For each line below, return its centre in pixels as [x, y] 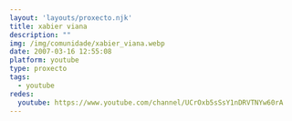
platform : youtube [44, 60]
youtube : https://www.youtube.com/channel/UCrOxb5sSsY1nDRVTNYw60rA [151, 102]
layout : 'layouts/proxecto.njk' [71, 18]
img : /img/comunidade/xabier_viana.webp [88, 43]
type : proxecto [38, 69]
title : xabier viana [49, 26]
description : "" [40, 35]
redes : [22, 94]
